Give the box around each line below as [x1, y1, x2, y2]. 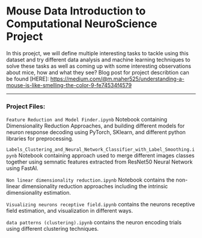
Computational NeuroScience [6, 17, 158, 31]
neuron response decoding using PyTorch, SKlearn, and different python [6, 129, 186, 136]
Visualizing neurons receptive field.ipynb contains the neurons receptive [6, 201, 195, 208]
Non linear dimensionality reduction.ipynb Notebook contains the [6, 176, 175, 184]
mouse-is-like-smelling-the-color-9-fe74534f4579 [6, 81, 132, 88]
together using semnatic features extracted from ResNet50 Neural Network [6, 158, 193, 166]
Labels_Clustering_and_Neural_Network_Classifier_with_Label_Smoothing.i [6, 147, 195, 153]
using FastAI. [6, 165, 39, 172]
